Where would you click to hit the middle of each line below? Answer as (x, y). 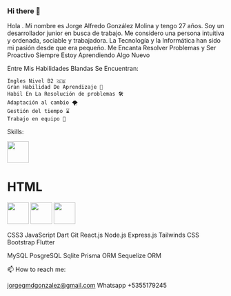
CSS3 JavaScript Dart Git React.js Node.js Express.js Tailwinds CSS (103, 235)
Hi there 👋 (24, 11)
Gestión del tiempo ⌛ (39, 112)
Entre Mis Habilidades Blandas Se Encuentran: (73, 69)
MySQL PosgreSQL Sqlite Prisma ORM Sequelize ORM (84, 256)
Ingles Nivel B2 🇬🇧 (37, 81)
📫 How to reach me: (37, 269)
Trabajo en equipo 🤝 (37, 119)
